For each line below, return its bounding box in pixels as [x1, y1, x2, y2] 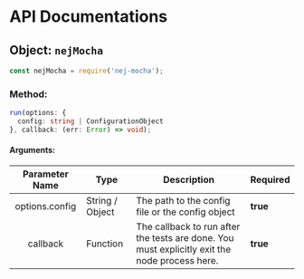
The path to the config [135, 195, 231, 207]
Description [162, 174, 215, 186]
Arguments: [9, 145, 56, 156]
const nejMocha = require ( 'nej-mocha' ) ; [9, 66, 165, 75]
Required [250, 174, 290, 186]
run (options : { [9, 109, 67, 118]
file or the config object [135, 206, 235, 218]
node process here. [135, 255, 219, 266]
